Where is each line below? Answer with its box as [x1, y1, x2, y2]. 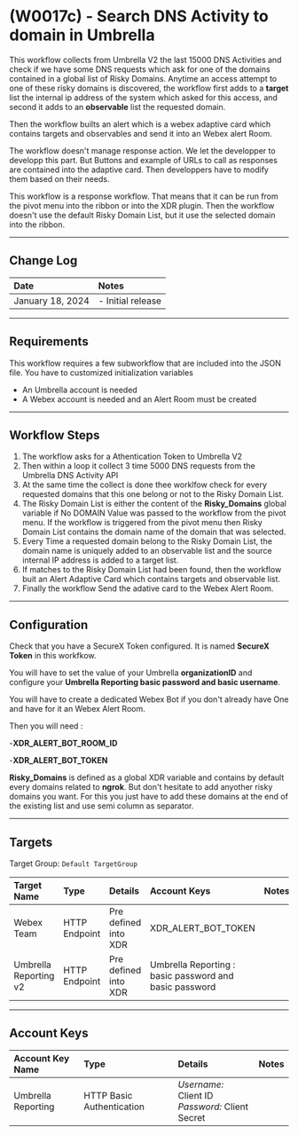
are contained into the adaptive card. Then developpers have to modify [9, 164, 269, 175]
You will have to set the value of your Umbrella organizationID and [9, 667, 253, 678]
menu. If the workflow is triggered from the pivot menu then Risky [21, 517, 263, 528]
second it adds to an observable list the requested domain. [9, 101, 226, 112]
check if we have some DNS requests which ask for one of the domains [9, 64, 271, 75]
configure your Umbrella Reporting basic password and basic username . [9, 677, 281, 688]
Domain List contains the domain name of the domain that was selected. [21, 526, 286, 538]
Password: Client [177, 1100, 249, 1113]
